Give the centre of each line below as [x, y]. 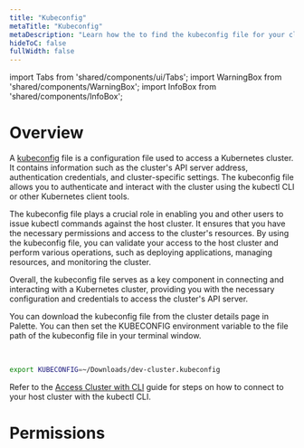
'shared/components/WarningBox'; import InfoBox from [113, 87]
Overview [47, 133]
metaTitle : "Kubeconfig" [56, 26]
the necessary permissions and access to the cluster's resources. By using [149, 234]
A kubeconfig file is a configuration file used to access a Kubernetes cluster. [152, 158]
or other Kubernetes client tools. [69, 196]
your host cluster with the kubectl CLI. [81, 396]
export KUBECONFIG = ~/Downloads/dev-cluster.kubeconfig [115, 370]
